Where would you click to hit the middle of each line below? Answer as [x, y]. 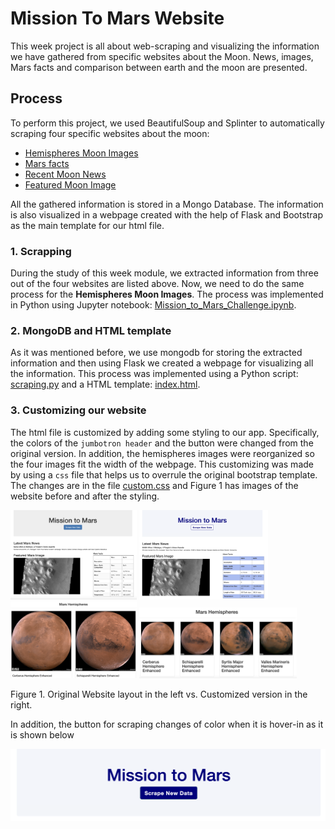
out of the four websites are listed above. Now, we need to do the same [157, 284]
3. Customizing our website [78, 410]
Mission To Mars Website [117, 18]
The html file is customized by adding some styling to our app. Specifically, [165, 432]
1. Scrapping [41, 251]
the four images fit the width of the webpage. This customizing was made [162, 464]
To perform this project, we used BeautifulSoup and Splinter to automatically [167, 123]
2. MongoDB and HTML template [91, 330]
